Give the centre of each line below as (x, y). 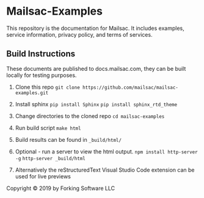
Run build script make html (48, 128)
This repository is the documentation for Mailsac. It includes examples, (95, 28)
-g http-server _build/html (50, 158)
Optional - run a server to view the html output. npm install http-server (106, 152)
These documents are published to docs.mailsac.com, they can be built (96, 68)
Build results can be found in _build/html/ (68, 139)
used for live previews (43, 176)
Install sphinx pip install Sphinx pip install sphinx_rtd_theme (96, 104)
